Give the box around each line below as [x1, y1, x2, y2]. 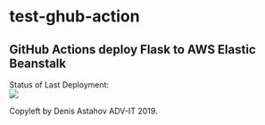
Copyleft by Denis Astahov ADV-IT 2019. [9, 105, 158, 116]
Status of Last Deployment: [9, 79, 110, 90]
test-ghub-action [9, 6, 140, 27]
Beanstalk [9, 55, 67, 71]
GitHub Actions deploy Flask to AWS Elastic [9, 42, 256, 57]
